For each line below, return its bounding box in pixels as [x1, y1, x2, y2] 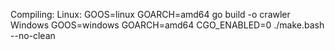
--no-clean [10, 30, 56, 41]
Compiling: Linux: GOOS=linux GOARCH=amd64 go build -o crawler [10, 9, 291, 20]
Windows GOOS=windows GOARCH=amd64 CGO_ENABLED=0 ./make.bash [10, 19, 325, 31]
